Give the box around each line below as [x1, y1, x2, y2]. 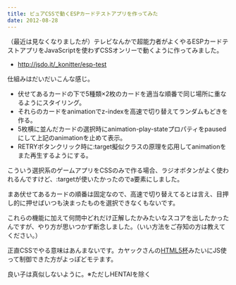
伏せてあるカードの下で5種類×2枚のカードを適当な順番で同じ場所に [17, 89, 215, 98]
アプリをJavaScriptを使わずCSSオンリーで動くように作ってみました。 [19, 46, 223, 54]
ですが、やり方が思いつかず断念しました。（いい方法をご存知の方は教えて [13, 222, 226, 231]
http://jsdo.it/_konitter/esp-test [17, 60, 107, 68]
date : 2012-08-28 [7, 17, 58, 24]
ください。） [7, 231, 42, 239]
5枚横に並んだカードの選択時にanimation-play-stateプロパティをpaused [17, 125, 227, 133]
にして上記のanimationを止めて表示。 [17, 133, 127, 141]
